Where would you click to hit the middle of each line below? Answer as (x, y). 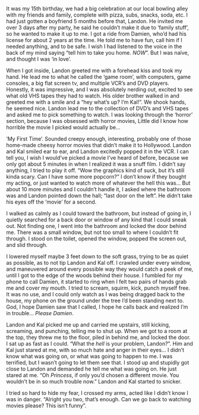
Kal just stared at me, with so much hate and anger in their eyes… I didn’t (95, 350)
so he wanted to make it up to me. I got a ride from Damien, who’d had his (97, 34)
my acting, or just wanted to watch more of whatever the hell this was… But (98, 183)
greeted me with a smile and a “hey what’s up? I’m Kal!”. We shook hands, (96, 102)
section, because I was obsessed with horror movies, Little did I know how (97, 121)
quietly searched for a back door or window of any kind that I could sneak (97, 220)
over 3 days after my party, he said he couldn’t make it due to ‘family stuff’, (97, 27)
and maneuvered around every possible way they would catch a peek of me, (100, 269)
